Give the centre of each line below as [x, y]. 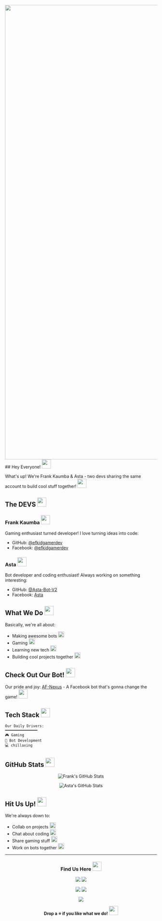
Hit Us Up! [20, 804]
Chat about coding [30, 834]
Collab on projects [30, 827]
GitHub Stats [25, 765]
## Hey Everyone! [23, 467]
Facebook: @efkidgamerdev [40, 548]
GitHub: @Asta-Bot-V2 [34, 589]
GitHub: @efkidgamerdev [37, 542]
